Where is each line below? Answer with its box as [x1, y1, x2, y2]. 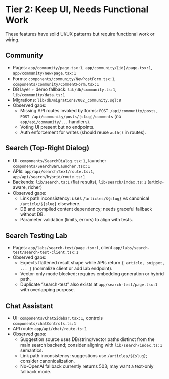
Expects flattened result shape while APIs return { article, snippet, [20, 260, 165, 266]
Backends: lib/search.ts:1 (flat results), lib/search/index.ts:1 [12, 179, 147, 185]
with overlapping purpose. [20, 287, 75, 293]
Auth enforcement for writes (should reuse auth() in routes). [20, 129, 146, 135]
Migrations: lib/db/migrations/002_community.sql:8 [12, 97, 121, 103]
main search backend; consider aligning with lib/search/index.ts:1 [20, 342, 163, 348]
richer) [28, 184, 42, 191]
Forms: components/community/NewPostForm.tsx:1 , [12, 75, 116, 82]
